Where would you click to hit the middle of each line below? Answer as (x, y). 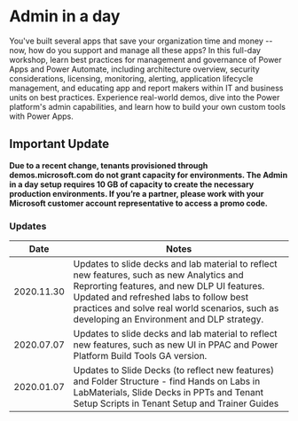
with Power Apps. (41, 116)
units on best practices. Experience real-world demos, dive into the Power (145, 97)
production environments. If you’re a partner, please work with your (137, 193)
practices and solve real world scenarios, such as (176, 308)
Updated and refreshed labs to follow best (161, 297)
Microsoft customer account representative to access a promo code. (139, 203)
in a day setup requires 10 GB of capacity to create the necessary (132, 184)
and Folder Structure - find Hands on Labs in (167, 381)
